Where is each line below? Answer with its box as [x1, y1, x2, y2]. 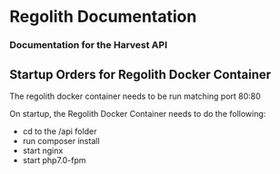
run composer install [22, 135, 100, 146]
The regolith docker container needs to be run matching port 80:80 [9, 91, 261, 101]
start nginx [22, 145, 64, 156]
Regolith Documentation [9, 6, 197, 27]
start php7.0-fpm [22, 154, 86, 165]
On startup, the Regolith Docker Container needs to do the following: [9, 108, 266, 119]
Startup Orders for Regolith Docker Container [9, 66, 272, 82]
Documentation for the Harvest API [9, 39, 168, 52]
